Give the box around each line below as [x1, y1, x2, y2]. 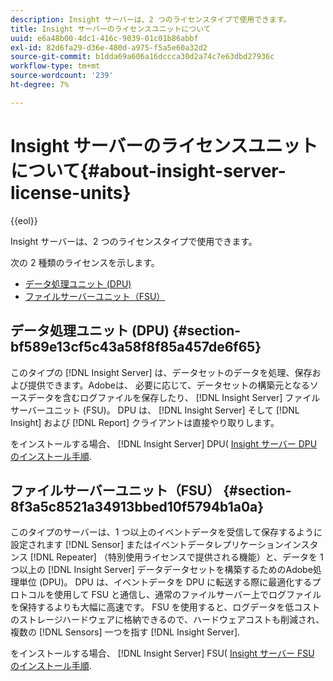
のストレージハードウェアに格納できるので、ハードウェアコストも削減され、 [10, 614, 325, 626]
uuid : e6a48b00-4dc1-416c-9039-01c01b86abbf [10, 33, 199, 43]
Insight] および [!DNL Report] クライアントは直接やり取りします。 [10, 416, 280, 428]
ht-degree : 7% [10, 80, 70, 90]
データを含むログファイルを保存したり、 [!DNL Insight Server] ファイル [27, 391, 321, 403]
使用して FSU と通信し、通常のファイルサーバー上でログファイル [53, 589, 322, 601]
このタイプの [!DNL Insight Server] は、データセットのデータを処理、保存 [10, 366, 313, 378]
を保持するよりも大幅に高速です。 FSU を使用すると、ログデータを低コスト [10, 601, 321, 613]
